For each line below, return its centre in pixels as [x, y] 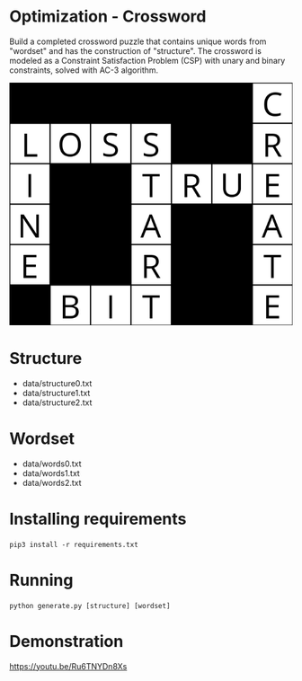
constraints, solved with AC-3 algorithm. [84, 70]
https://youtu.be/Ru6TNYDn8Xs [68, 666]
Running [41, 580]
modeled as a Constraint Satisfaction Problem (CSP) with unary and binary [147, 60]
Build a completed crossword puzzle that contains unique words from [138, 41]
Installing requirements [98, 519]
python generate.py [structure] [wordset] [90, 606]
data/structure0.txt [57, 383]
